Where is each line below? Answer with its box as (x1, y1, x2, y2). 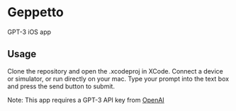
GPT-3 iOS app (7, 28, 52, 36)
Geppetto (7, 4, 64, 21)
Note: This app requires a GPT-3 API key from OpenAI (7, 95, 164, 104)
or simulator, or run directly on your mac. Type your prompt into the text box (7, 74, 229, 83)
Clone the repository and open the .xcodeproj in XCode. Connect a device (7, 66, 223, 75)
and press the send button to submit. (7, 82, 116, 90)
